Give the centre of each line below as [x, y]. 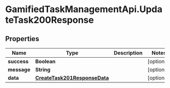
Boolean [45, 61]
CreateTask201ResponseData [72, 78]
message [19, 70]
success [18, 61]
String [43, 70]
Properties [22, 39]
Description [128, 53]
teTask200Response [50, 20]
